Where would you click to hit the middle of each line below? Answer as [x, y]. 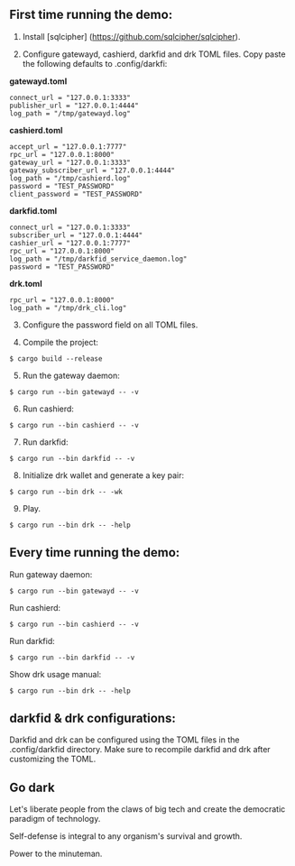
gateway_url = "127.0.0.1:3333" [70, 162]
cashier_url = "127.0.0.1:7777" [70, 243]
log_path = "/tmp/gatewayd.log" [70, 113]
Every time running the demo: [95, 553]
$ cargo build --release [56, 359]
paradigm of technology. [55, 819]
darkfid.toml [33, 210]
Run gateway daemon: [51, 574]
